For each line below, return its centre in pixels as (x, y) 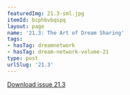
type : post (23, 59)
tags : (15, 39)
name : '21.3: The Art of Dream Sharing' (66, 33)
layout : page (26, 26)
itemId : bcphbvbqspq (37, 20)
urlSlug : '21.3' (30, 65)
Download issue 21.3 (36, 84)
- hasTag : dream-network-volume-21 (58, 52)
